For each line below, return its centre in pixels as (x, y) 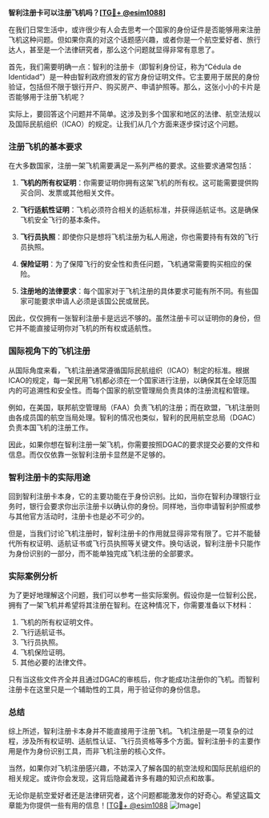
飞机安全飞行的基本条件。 (62, 220)
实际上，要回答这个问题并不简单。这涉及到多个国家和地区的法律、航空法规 (131, 114)
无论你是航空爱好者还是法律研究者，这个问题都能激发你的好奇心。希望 (124, 796)
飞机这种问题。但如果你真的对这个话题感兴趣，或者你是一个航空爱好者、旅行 (134, 40)
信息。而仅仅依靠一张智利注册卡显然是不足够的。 (89, 454)
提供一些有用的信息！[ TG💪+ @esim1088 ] (118, 805)
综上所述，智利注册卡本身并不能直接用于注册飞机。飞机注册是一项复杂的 (127, 731)
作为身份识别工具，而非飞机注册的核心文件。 (96, 751)
